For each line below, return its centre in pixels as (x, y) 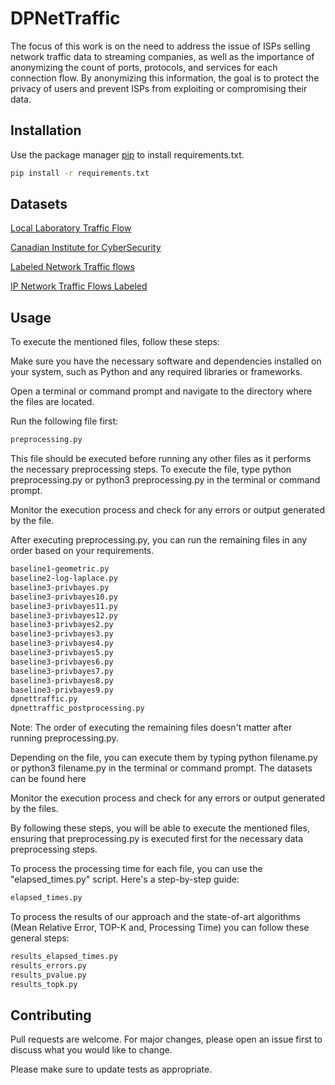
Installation (46, 130)
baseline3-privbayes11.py (64, 606)
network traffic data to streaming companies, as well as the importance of (162, 56)
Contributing (51, 1015)
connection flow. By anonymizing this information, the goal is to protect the (165, 78)
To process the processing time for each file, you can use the (136, 869)
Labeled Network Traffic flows (72, 267)
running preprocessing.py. (64, 738)
